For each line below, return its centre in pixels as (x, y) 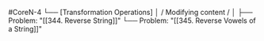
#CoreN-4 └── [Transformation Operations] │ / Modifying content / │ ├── (130, 12)
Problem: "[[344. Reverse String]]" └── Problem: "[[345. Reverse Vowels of (132, 20)
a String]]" (25, 29)
